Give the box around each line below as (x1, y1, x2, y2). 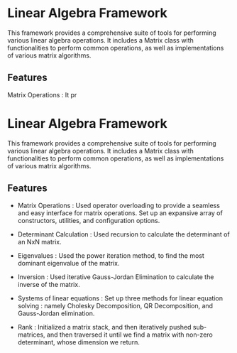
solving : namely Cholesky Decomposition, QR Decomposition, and (17, 301, 214, 310)
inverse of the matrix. (17, 280, 80, 288)
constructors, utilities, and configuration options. (17, 216, 160, 224)
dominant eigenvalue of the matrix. (17, 259, 120, 267)
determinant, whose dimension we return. (17, 337, 140, 346)
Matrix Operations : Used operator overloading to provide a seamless (17, 201, 220, 210)
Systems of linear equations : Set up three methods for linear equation (17, 293, 224, 303)
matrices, (17, 330, 45, 339)
